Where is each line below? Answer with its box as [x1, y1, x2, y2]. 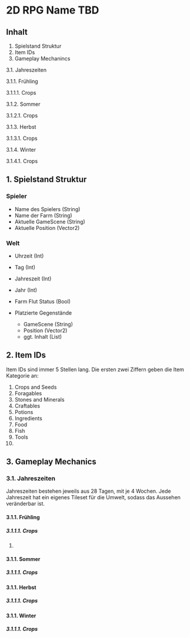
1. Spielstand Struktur [6, 175, 87, 185]
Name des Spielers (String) [14, 205, 81, 212]
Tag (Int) [14, 263, 36, 270]
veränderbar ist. [6, 500, 45, 507]
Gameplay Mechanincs [14, 55, 71, 62]
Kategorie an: [6, 372, 39, 379]
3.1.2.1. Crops [6, 112, 38, 119]
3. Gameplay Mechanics [6, 457, 97, 467]
